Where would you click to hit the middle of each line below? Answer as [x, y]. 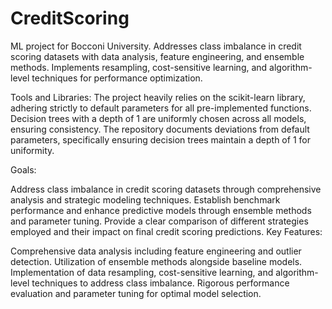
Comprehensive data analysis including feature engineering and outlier [156, 251]
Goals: [23, 169]
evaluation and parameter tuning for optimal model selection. [136, 293]
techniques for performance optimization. [117, 78]
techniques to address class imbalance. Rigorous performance [160, 283]
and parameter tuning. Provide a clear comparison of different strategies [159, 221]
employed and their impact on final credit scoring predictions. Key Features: [166, 231]
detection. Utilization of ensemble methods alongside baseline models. [156, 261]
